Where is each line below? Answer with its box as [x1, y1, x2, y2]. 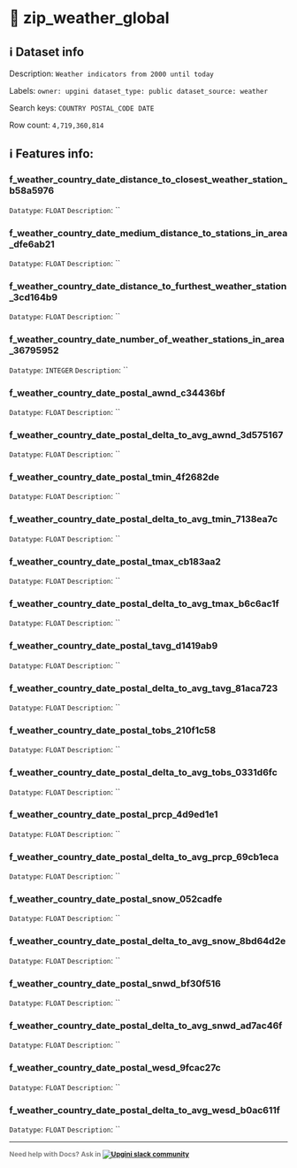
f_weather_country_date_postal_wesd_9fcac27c [9, 1062, 221, 1074]
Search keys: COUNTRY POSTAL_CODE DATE [9, 103, 155, 113]
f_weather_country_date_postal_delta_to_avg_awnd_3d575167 [9, 428, 284, 441]
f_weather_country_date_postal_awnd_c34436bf [9, 387, 225, 399]
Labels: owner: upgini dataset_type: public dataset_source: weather [9, 86, 268, 96]
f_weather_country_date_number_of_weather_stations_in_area [9, 334, 286, 346]
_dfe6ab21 [9, 238, 55, 250]
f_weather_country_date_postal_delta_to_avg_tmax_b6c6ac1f [9, 597, 280, 610]
